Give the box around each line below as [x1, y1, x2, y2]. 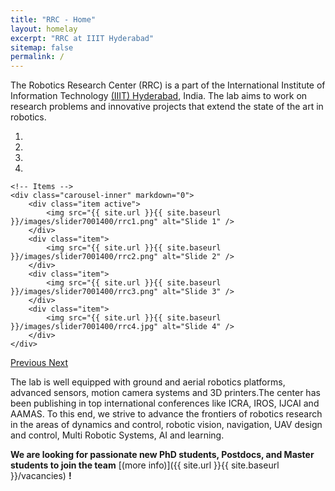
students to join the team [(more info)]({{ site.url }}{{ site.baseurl [10, 459, 280, 471]
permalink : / [10, 52, 65, 62]
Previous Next [10, 357, 69, 369]
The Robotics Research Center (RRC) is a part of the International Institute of [10, 79, 326, 91]
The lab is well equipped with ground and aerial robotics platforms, [10, 376, 286, 388]
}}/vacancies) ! [10, 470, 72, 482]
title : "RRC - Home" [10, 14, 97, 25]
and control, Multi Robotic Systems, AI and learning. [10, 429, 225, 441]
